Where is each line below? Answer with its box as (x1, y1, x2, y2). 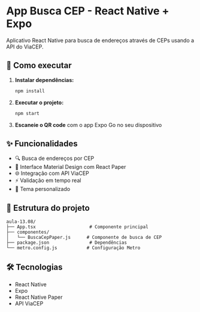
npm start (14, 110, 40, 116)
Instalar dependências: (14, 76, 74, 83)
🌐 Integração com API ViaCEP (14, 169, 90, 177)
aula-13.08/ (6, 219, 36, 225)
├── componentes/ (6, 229, 50, 235)
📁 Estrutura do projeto (6, 202, 90, 213)
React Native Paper (14, 293, 63, 301)
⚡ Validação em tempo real (14, 177, 81, 184)
